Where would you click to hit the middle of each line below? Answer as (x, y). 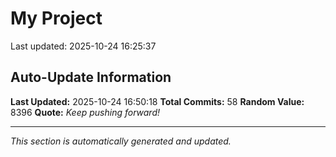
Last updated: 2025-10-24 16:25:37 (83, 46)
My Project (56, 18)
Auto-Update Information (91, 77)
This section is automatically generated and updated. (121, 141)
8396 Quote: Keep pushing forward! (85, 112)
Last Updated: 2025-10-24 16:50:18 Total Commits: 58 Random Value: (157, 101)
